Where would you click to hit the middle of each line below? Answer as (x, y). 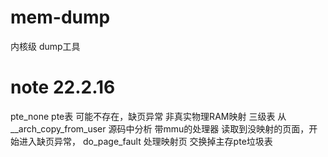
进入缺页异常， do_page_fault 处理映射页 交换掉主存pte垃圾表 (145, 141)
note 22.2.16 (63, 87)
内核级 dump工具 (45, 46)
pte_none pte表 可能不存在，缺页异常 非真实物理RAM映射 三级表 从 (148, 116)
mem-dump (60, 17)
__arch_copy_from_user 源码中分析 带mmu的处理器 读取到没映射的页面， (160, 128)
